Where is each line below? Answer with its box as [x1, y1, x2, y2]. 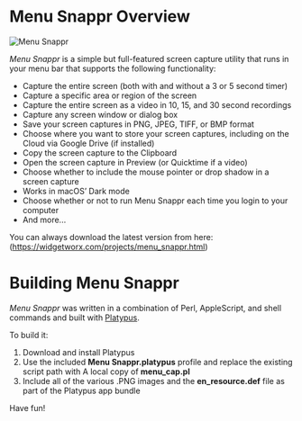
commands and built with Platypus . [9, 312, 140, 323]
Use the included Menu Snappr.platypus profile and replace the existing [22, 356, 293, 367]
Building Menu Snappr [9, 273, 180, 293]
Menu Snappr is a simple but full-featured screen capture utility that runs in [9, 53, 289, 64]
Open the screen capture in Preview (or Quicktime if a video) [22, 157, 248, 167]
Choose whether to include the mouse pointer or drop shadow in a [22, 166, 270, 177]
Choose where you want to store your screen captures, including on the [22, 128, 290, 139]
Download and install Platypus [22, 346, 135, 357]
